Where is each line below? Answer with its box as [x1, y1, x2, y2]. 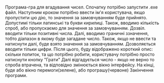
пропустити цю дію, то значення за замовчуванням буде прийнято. [5, 15, 147, 20]
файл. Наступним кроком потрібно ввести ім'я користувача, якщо [5, 9, 145, 15]
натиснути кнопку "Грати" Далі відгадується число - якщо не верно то [5, 57, 155, 62]
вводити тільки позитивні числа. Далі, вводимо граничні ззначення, [5, 31, 149, 36]
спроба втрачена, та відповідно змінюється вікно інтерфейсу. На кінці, [5, 62, 155, 68]
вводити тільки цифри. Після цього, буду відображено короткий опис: [5, 46, 153, 52]
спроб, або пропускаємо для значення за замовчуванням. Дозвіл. [5, 25, 146, 31]
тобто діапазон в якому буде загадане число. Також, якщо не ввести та [5, 36, 157, 41]
